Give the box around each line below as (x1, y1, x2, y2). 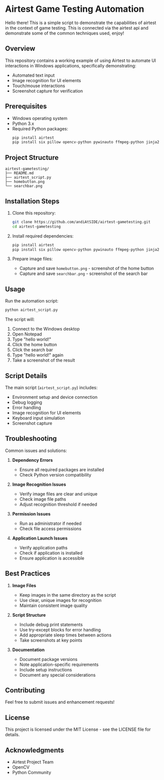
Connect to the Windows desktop (12, 326, 80, 332)
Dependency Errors (12, 457, 53, 463)
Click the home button (12, 342, 57, 348)
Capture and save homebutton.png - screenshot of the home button (19, 266, 154, 271)
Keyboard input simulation (12, 415, 65, 421)
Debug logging (12, 399, 43, 405)
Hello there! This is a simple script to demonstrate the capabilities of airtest (5, 20, 157, 26)
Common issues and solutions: (5, 448, 67, 453)
